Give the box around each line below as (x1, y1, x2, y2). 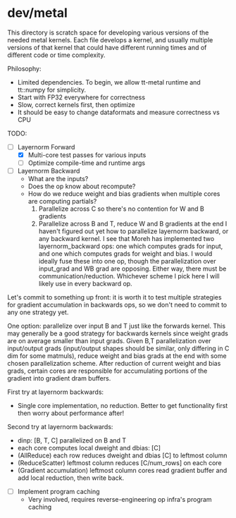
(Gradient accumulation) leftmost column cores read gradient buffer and (17, 467, 228, 475)
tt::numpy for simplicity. (17, 85, 87, 94)
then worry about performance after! (17, 409, 125, 417)
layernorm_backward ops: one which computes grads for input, (38, 242, 223, 251)
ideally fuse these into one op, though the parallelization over (38, 257, 216, 266)
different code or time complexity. (7, 51, 106, 59)
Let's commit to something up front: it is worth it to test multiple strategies (7, 293, 222, 302)
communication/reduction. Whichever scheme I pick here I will (38, 272, 220, 280)
